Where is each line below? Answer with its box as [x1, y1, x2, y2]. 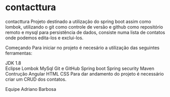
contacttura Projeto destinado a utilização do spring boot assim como [5, 18, 151, 25]
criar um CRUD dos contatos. [5, 76, 67, 82]
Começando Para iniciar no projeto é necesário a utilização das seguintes [5, 44, 160, 51]
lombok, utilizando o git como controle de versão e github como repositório [5, 23, 163, 30]
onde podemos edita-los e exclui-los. [5, 35, 84, 41]
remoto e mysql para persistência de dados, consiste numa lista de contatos [5, 29, 165, 35]
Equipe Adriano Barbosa [5, 86, 56, 92]
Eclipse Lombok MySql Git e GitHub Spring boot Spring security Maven [5, 65, 154, 71]
